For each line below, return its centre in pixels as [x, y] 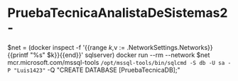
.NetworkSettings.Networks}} [170, 47]
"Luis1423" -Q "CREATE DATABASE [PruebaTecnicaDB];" [97, 70]
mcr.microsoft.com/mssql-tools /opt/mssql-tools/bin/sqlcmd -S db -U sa [116, 62]
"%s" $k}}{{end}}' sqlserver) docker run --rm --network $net [120, 55]
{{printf [18, 55]
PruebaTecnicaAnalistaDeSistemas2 [118, 13]
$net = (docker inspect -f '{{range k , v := [66, 47]
